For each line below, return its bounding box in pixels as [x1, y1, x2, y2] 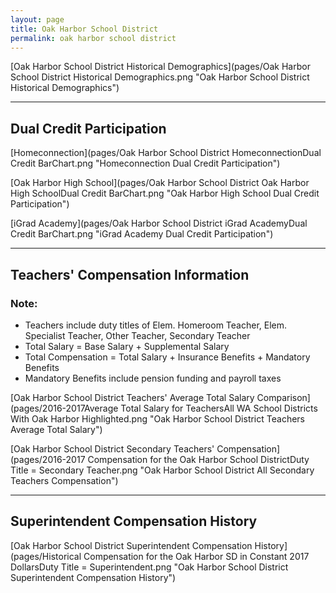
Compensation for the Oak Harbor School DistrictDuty [87, 453, 310, 465]
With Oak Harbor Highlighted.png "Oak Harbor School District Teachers [10, 412, 305, 425]
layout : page [10, 14, 65, 25]
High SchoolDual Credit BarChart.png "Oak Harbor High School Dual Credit [10, 187, 320, 200]
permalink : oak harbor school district [10, 33, 177, 43]
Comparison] [256, 391, 311, 403]
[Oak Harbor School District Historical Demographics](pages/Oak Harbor [10, 61, 311, 73]
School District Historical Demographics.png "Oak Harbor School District [10, 71, 310, 83]
